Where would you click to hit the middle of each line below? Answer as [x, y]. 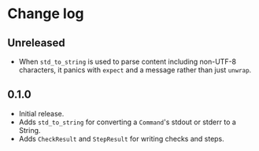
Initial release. [41, 113]
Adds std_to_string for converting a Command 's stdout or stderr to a [128, 122]
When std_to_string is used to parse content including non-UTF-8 [128, 61]
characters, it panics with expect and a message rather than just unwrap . [135, 70]
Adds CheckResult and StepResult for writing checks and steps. [122, 138]
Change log [46, 14]
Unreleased [37, 43]
